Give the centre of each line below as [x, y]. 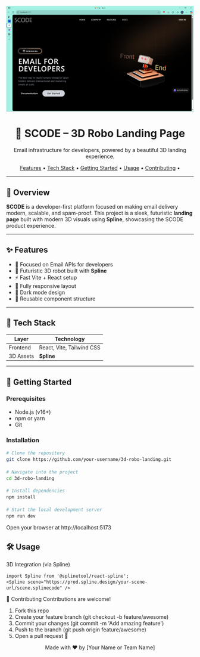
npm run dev [21, 516]
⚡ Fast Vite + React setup [46, 277]
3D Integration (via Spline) [38, 564]
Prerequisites [26, 399]
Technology [70, 339]
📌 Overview [28, 192]
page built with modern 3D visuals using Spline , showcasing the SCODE [95, 219]
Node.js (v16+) [33, 412]
